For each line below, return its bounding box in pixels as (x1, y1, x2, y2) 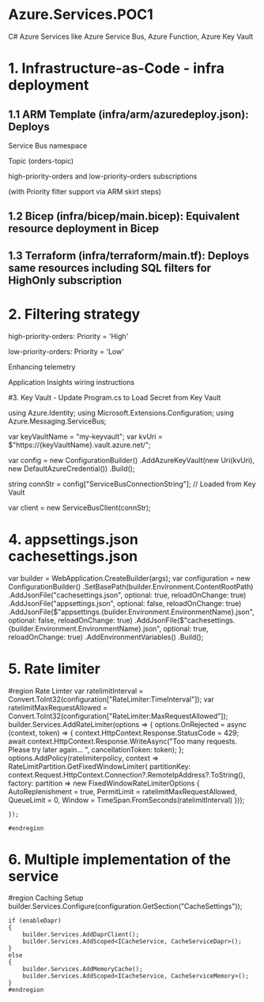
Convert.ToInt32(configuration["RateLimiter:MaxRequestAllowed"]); (8, 711, 228, 721)
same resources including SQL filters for (8, 261, 212, 274)
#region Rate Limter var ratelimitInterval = (8, 686, 144, 695)
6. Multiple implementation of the (8, 850, 232, 868)
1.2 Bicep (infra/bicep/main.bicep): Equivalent (8, 209, 239, 223)
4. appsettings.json (8, 530, 138, 548)
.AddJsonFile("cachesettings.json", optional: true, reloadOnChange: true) (8, 590, 247, 600)
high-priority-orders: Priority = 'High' (8, 331, 129, 341)
